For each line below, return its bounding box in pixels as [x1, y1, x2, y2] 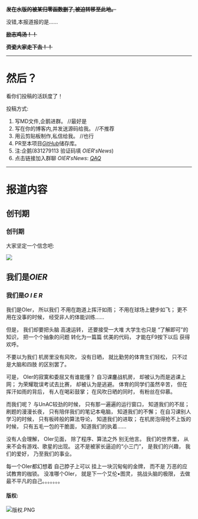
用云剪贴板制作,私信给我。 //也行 [14, 132, 94, 140]
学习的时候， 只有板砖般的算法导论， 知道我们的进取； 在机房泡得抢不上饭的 [6, 415, 192, 422]
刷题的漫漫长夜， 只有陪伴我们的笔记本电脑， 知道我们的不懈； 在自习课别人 [6, 408, 192, 415]
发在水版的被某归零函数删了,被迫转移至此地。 [6, 6, 117, 12]
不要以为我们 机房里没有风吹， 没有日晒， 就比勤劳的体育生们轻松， [6, 353, 171, 360]
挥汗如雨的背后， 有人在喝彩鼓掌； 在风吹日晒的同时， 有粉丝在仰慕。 [6, 388, 176, 395]
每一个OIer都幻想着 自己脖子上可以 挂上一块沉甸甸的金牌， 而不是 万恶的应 [6, 462, 187, 469]
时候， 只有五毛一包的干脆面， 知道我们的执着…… [6, 423, 127, 430]
